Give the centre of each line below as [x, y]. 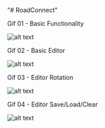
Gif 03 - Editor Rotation [40, 77]
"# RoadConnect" [32, 10]
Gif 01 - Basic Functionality [46, 23]
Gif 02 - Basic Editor [36, 50]
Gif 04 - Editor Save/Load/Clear [52, 104]
